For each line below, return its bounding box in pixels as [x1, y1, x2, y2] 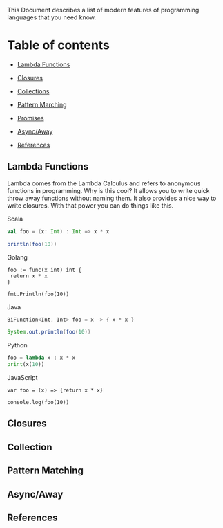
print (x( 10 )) [7, 361, 45, 368]
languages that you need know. [7, 13, 97, 21]
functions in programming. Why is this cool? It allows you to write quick [7, 186, 210, 194]
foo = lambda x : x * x [7, 354, 76, 362]
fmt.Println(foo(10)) [7, 291, 70, 298]
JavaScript [7, 374, 38, 381]
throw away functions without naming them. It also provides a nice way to [7, 194, 217, 202]
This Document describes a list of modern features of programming [7, 6, 200, 14]
